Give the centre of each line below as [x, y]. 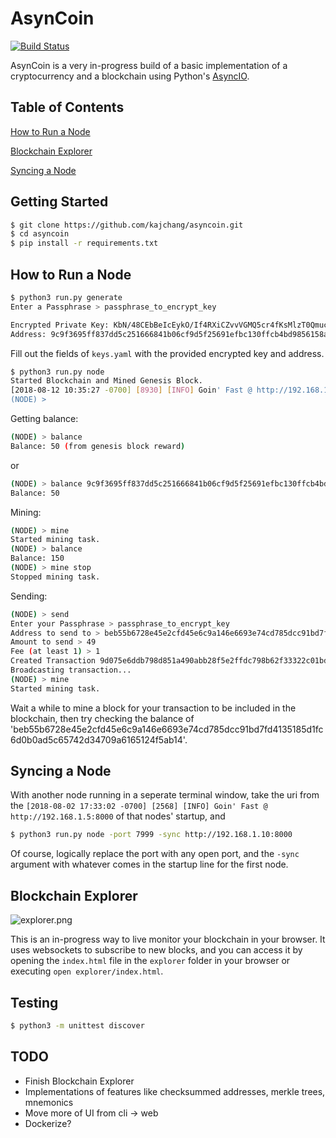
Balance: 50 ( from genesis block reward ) [98, 446]
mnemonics [49, 1102]
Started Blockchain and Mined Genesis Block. [106, 381]
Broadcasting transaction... [71, 670]
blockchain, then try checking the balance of [102, 718]
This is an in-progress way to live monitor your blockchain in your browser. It [168, 939]
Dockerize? [48, 1123]
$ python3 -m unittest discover [77, 1025]
